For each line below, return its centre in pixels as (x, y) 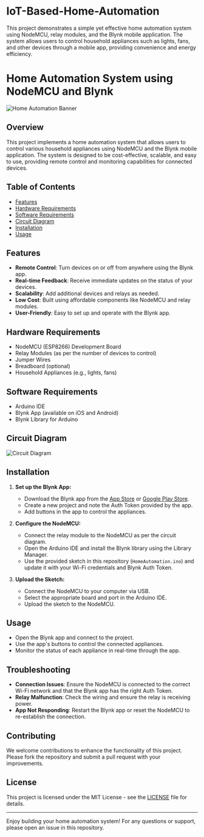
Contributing (31, 736)
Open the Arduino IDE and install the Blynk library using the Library (108, 548)
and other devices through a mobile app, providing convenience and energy (101, 47)
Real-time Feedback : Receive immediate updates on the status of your (104, 280)
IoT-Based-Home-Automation (83, 11)
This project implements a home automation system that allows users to (96, 142)
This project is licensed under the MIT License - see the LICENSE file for (97, 797)
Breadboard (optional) (43, 366)
